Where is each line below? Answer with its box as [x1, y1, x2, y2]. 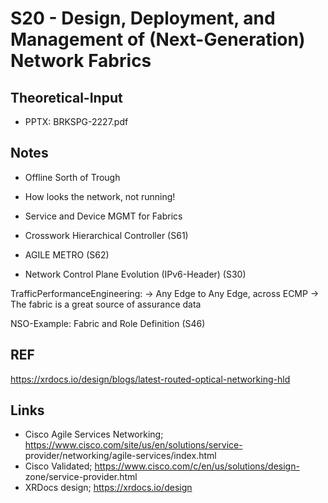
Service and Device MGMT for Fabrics [24, 210, 183, 222]
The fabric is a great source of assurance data [10, 298, 202, 310]
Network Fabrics [10, 50, 152, 72]
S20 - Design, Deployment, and [10, 7, 276, 30]
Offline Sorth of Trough [24, 171, 121, 183]
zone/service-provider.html [24, 471, 138, 483]
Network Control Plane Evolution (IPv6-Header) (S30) [24, 268, 247, 280]
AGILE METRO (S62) [24, 248, 110, 261]
